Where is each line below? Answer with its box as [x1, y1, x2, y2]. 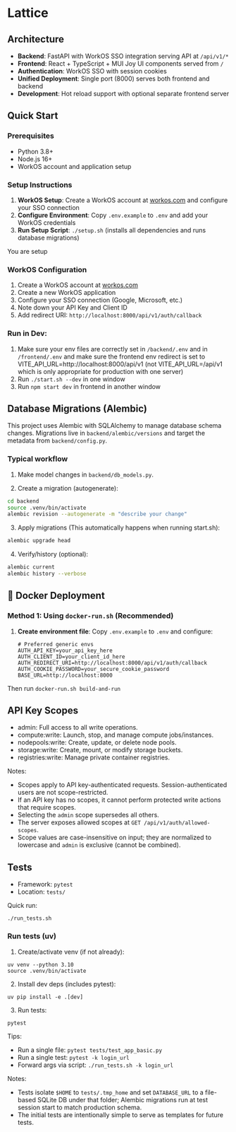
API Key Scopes [7, 705, 79, 717]
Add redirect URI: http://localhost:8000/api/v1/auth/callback [17, 311, 202, 320]
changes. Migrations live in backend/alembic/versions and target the [7, 429, 206, 438]
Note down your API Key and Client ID [17, 303, 128, 312]
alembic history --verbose [7, 571, 87, 578]
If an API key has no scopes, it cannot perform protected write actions [17, 795, 221, 804]
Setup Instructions [7, 180, 73, 189]
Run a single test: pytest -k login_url [17, 1053, 130, 1061]
